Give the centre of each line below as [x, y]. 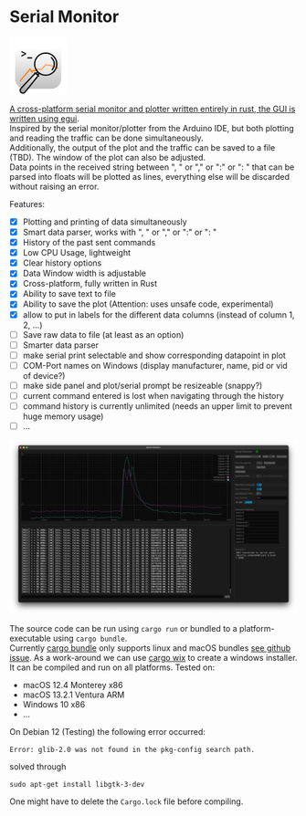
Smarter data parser [60, 345]
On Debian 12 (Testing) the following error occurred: [107, 732]
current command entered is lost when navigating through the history [153, 395]
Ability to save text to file [69, 294]
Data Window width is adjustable [84, 273]
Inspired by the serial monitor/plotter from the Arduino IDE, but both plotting [152, 128]
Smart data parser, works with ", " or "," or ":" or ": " [120, 232]
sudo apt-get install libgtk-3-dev [77, 785]
